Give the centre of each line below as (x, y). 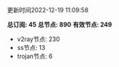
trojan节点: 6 (35, 56)
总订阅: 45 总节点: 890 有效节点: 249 (59, 25)
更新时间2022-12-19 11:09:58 (48, 10)
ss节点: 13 (31, 48)
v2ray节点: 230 (38, 39)
